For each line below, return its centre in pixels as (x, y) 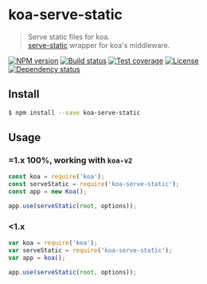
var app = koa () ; (37, 258)
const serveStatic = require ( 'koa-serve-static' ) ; (94, 184)
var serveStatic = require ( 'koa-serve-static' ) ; (90, 250)
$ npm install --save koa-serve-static (74, 112)
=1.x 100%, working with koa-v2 (70, 160)
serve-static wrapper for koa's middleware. (99, 45)
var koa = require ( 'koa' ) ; (53, 243)
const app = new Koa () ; (48, 192)
